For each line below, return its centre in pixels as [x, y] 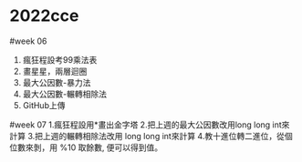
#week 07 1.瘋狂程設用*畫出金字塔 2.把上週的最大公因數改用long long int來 [150, 125]
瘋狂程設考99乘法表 [60, 59]
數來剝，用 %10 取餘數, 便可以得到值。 [90, 147]
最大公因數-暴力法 [57, 82]
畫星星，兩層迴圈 [55, 71]
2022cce [44, 16]
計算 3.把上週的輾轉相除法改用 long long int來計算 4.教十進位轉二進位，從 [147, 136]
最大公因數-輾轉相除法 [65, 94]
